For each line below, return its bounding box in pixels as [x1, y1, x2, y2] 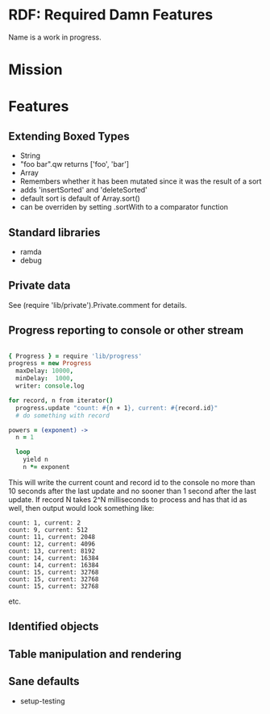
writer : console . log [15, 382, 85, 390]
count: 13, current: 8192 [8, 546, 95, 555]
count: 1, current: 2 [8, 518, 81, 527]
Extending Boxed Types [8, 129, 131, 143]
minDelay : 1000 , [15, 375, 74, 383]
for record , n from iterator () [8, 396, 114, 405]
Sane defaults [8, 675, 80, 688]
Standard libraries [8, 226, 101, 239]
